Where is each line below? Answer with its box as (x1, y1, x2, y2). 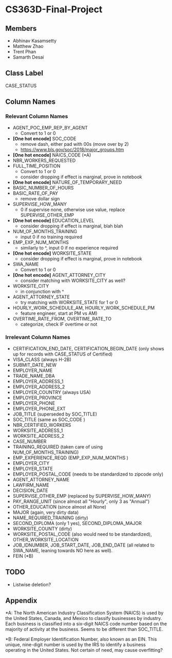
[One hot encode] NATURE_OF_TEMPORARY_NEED (12, 179, 122, 185)
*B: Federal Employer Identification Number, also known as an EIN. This (5, 636, 157, 643)
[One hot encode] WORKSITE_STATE (12, 250, 92, 256)
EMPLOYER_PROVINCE (12, 394, 63, 401)
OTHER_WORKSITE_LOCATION (12, 536, 79, 542)
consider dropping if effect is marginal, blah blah (20, 222, 123, 229)
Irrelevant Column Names (5, 334, 71, 341)
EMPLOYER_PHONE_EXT (12, 405, 66, 411)
